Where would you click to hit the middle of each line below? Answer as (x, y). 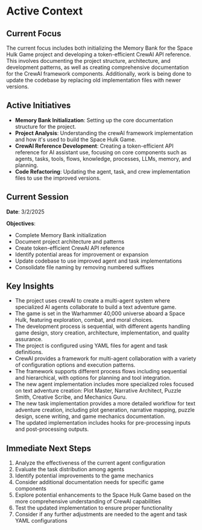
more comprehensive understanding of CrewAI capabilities (88, 502)
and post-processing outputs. (52, 429)
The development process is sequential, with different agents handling (103, 326)
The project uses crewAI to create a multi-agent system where (93, 301)
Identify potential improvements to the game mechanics (84, 476)
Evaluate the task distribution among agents (70, 469)
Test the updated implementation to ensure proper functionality (94, 508)
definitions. (29, 352)
